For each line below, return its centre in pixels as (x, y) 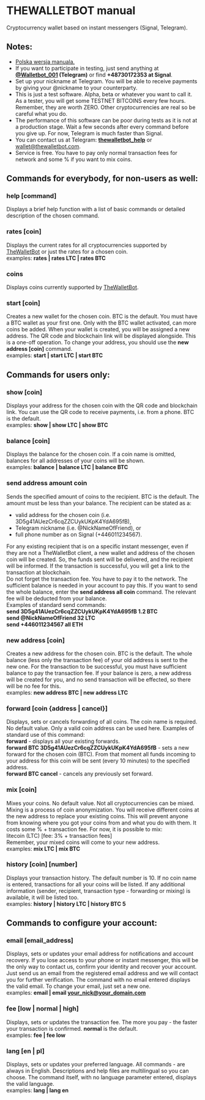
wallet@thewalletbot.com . (48, 146)
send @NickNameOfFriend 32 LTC (51, 618)
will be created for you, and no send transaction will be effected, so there (99, 679)
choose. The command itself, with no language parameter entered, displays (102, 1077)
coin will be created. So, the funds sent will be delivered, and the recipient (100, 559)
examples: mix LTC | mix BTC (43, 848)
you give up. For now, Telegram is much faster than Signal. (89, 133)
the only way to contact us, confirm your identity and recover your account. (102, 967)
